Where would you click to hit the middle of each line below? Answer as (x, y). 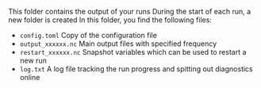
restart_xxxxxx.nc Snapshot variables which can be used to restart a (133, 52)
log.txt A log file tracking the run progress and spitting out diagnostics (136, 69)
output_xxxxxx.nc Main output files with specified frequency (118, 44)
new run (33, 60)
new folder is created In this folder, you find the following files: (110, 20)
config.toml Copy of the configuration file (88, 35)
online (30, 77)
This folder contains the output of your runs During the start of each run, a (130, 11)
